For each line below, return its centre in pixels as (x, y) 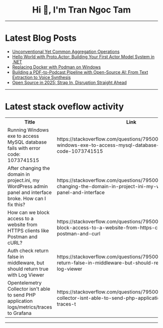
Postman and (23, 236)
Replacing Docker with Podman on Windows (56, 67)
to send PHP (22, 295)
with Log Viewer (26, 275)
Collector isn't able (29, 289)
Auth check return (28, 250)
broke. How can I (27, 198)
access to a (21, 218)
